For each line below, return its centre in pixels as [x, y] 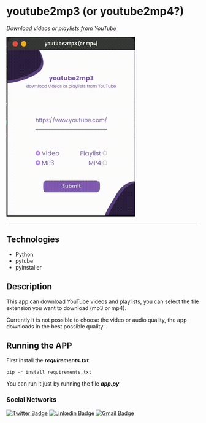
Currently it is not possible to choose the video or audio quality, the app [97, 320]
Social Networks [32, 400]
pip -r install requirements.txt [49, 373]
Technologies [33, 240]
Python [24, 254]
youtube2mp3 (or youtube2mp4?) [95, 11]
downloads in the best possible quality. [56, 326]
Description [29, 287]
